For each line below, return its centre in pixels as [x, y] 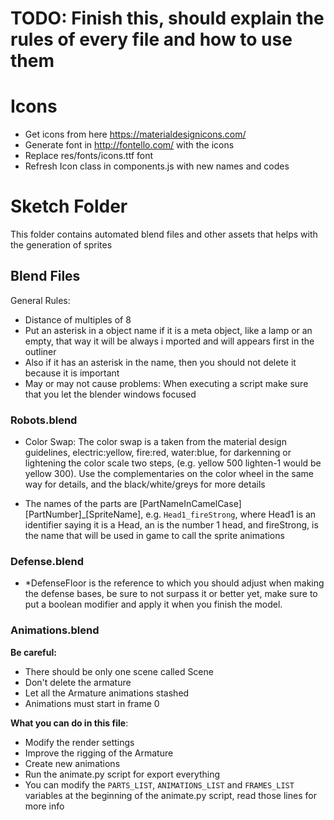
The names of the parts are [81, 504]
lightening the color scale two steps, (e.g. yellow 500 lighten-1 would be [173, 463]
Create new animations [72, 763]
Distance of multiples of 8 [78, 319]
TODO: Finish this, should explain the [167, 18]
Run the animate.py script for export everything [122, 774]
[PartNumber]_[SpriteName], [84, 514]
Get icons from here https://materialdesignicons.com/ [135, 134]
